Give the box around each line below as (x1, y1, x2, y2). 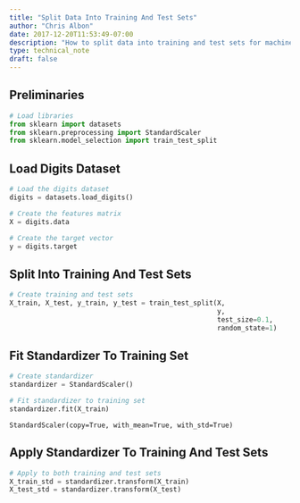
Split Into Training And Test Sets (9, 266, 192, 281)
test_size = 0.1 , (217, 314, 274, 324)
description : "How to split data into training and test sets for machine (9, 38, 294, 47)
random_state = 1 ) (217, 323, 278, 332)
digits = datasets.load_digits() (9, 193, 134, 202)
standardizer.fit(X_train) (9, 405, 110, 414)
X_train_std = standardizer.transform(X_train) (9, 477, 190, 486)
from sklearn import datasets (9, 120, 122, 129)
